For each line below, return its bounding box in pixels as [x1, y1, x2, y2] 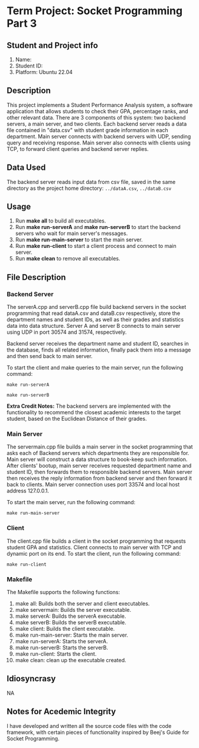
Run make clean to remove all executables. [15, 255, 120, 262]
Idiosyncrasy [6, 673, 56, 684]
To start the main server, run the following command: [6, 499, 136, 506]
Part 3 [6, 17, 37, 30]
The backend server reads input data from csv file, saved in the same [6, 178, 176, 185]
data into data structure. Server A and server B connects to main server [6, 323, 181, 330]
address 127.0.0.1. [6, 487, 50, 495]
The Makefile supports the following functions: [6, 589, 120, 596]
